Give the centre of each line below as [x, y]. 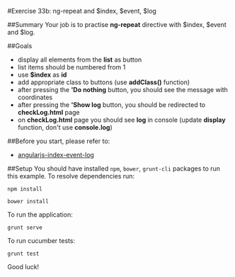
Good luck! [23, 267]
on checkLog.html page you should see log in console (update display [121, 120]
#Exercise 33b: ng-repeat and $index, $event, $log [82, 11]
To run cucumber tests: [41, 241]
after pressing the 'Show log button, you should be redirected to [111, 105]
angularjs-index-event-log [56, 155]
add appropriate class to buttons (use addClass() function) [104, 82]
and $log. [21, 32]
